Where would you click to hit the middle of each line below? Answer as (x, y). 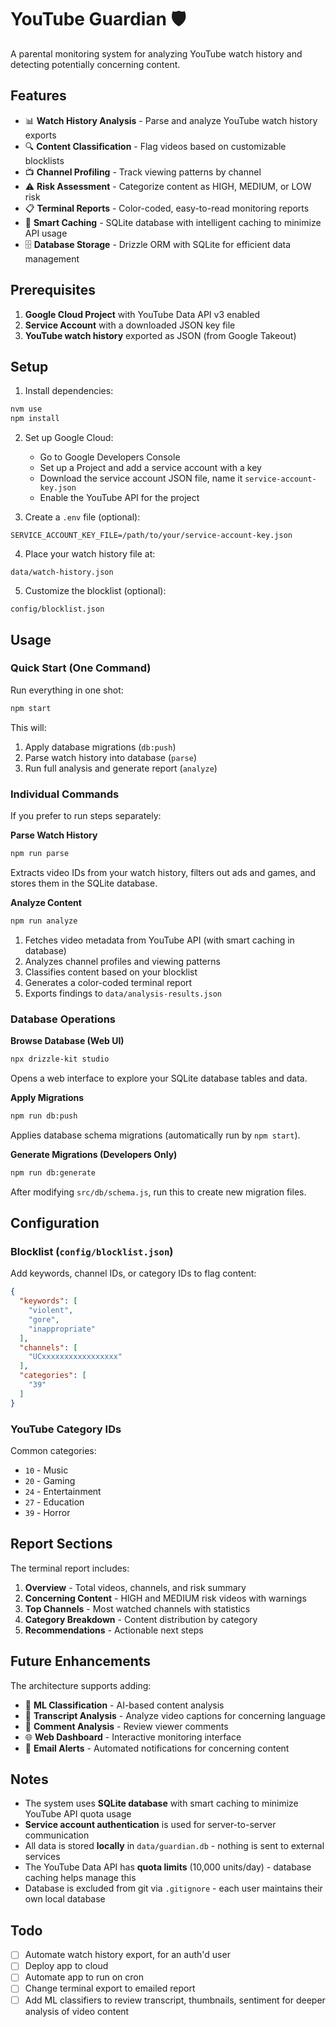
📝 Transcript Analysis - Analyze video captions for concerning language (175, 1715)
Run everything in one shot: (67, 690)
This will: (28, 727)
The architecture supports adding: (81, 1685)
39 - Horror (47, 1513)
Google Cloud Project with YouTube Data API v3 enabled (142, 314)
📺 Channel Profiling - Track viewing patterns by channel (143, 172)
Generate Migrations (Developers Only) (94, 1154)
